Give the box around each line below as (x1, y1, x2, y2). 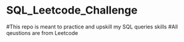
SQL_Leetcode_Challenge (6, 4, 138, 17)
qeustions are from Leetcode (6, 29, 78, 36)
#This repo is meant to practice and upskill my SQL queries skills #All (6, 23, 178, 30)
